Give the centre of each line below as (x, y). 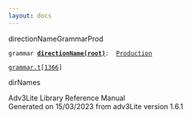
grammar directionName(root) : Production (80, 53)
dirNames (24, 82)
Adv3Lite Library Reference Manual (67, 98)
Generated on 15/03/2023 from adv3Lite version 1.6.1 (96, 106)
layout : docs (30, 16)
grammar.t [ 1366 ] (35, 67)
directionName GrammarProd (56, 39)
